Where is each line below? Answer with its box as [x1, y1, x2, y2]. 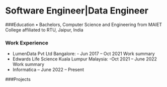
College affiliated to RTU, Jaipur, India [5, 26, 84, 32]
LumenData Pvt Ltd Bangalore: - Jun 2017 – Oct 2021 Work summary [12, 50, 155, 57]
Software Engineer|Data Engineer [5, 5, 148, 16]
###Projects [5, 76, 31, 82]
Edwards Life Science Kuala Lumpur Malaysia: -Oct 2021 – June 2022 [12, 56, 157, 62]
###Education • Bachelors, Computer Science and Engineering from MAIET [5, 21, 162, 27]
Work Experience [5, 39, 49, 46]
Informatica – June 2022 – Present [12, 66, 84, 72]
